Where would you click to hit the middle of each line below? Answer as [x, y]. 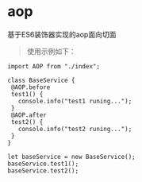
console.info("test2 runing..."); [75, 129]
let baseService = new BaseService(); [71, 157]
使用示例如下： [51, 51]
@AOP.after [29, 115]
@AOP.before [31, 87]
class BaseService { [42, 80]
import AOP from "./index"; [54, 66]
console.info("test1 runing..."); [75, 101]
